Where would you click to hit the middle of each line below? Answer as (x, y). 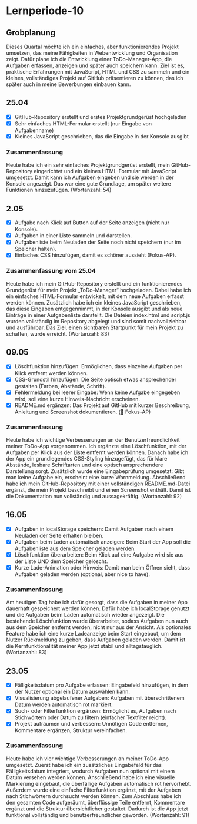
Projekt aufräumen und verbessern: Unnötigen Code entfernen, (91, 724)
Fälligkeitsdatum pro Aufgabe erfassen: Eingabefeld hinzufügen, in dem (101, 685)
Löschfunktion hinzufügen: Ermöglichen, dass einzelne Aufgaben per (98, 366)
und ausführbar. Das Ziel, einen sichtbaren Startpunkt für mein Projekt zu (95, 327)
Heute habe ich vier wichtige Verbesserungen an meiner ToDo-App (88, 759)
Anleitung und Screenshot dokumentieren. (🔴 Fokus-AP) (83, 412)
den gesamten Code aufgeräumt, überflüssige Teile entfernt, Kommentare (96, 802)
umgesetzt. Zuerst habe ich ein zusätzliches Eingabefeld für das (84, 765)
